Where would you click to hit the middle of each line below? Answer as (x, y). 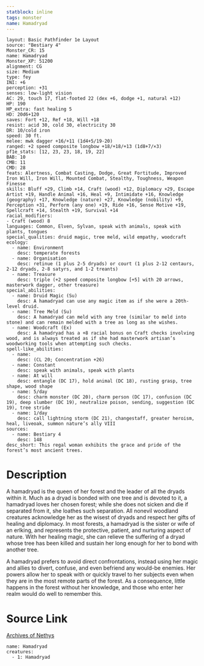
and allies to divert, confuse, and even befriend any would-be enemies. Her (101, 568)
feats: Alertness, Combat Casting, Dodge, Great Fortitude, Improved (97, 173)
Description (37, 474)
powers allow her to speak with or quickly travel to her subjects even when (100, 575)
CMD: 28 (16, 168)
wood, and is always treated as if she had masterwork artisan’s (91, 339)
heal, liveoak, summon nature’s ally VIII (61, 424)
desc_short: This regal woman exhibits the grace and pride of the (94, 445)
